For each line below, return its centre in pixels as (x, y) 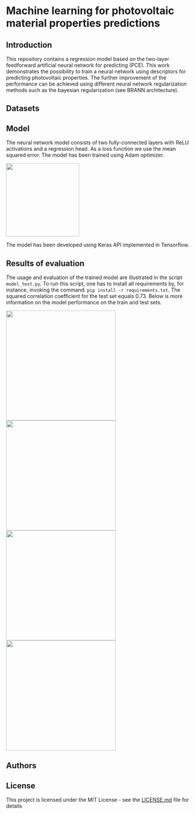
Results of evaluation (45, 263)
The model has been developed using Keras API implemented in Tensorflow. (98, 245)
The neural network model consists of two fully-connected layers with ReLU (97, 143)
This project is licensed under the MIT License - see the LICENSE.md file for (97, 800)
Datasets (23, 109)
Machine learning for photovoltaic (90, 11)
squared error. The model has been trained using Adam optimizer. (85, 155)
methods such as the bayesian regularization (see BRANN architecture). (93, 90)
